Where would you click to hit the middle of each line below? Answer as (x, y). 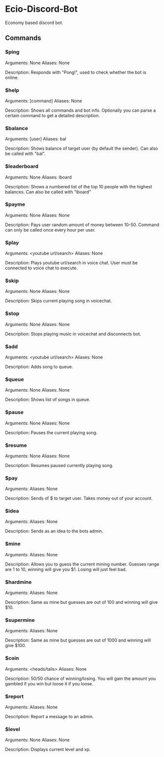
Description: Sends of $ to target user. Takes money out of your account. (79, 498)
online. (12, 78)
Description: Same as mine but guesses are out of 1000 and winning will (78, 640)
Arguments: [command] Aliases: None (44, 101)
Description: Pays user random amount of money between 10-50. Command (82, 225)
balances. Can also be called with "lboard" (48, 192)
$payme (15, 205)
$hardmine (18, 582)
